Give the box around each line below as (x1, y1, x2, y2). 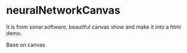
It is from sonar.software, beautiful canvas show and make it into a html (6, 23, 182, 30)
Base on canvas (6, 41, 46, 48)
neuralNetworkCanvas (6, 4, 121, 17)
